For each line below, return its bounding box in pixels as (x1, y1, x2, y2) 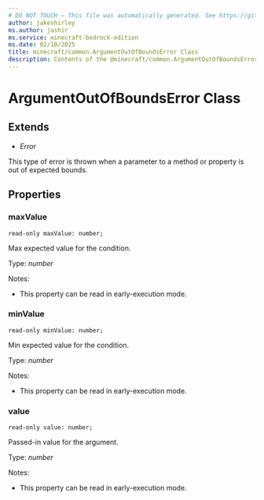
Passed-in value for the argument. (8, 438, 119, 447)
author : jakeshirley (8, 19, 76, 27)
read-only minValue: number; (8, 326, 104, 335)
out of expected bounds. (8, 165, 88, 174)
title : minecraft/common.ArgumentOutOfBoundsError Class (8, 48, 199, 56)
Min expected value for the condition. (8, 340, 130, 350)
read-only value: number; (8, 424, 93, 431)
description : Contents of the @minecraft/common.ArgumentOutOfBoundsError (8, 56, 258, 64)
